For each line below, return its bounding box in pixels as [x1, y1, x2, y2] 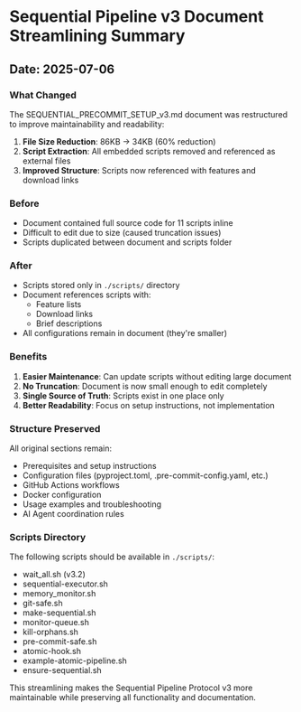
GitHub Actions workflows [22, 480, 120, 491]
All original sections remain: [9, 443, 113, 454]
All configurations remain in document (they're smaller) [22, 328, 228, 339]
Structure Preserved [9, 422, 101, 435]
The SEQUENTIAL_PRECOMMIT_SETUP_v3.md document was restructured [9, 108, 288, 119]
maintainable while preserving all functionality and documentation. [9, 692, 257, 703]
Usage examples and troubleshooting [22, 499, 162, 510]
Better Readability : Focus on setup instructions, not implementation [22, 399, 275, 410]
